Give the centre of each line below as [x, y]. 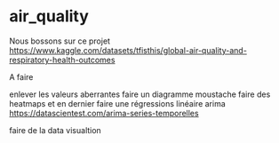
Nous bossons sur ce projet [60, 41]
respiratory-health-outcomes [62, 60]
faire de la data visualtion [56, 130]
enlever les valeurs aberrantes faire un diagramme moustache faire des [140, 94]
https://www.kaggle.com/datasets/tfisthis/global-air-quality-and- [128, 50]
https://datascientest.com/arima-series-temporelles [104, 113]
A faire [21, 76]
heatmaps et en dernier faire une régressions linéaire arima [118, 103]
